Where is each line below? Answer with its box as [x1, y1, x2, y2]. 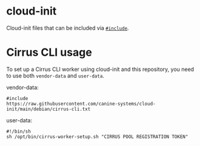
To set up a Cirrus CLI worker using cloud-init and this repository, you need [6, 65, 195, 73]
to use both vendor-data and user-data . [6, 71, 105, 79]
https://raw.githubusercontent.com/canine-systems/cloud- [6, 101, 156, 107]
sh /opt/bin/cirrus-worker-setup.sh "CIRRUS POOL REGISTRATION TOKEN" [6, 133, 188, 140]
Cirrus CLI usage [6, 45, 92, 59]
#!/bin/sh [6, 128, 32, 134]
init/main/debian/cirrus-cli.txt [6, 106, 91, 112]
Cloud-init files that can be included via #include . [6, 24, 129, 32]
